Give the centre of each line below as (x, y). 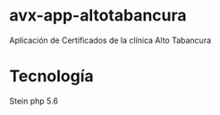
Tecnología (51, 76)
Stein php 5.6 (34, 101)
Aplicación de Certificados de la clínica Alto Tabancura (110, 40)
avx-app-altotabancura (98, 16)
